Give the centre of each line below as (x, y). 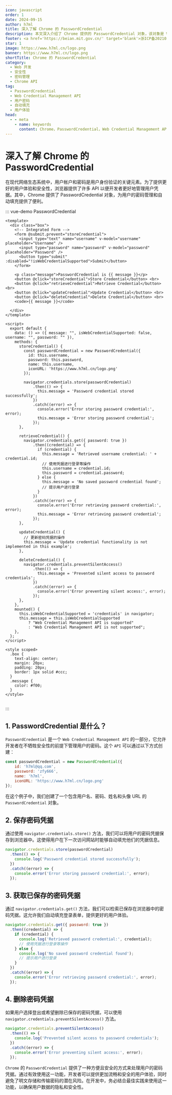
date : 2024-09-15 (24, 19)
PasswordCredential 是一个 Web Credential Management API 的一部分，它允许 (86, 739)
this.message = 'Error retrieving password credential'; (99, 514)
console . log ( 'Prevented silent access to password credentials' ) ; (87, 1038)
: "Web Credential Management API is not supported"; (87, 627)
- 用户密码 (20, 100)
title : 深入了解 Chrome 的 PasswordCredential (54, 29)
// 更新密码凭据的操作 (44, 538)
